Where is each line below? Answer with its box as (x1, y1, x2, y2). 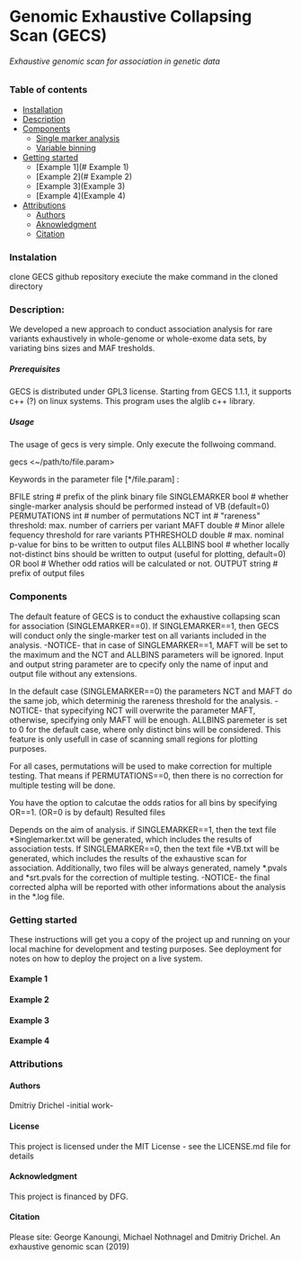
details (9, 1150, 34, 1161)
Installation (22, 104, 64, 114)
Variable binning (35, 142, 96, 153)
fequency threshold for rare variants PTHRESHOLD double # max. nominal (9, 529, 285, 541)
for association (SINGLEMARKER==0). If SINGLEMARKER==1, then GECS (9, 620, 279, 631)
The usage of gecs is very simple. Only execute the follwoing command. (9, 439, 277, 450)
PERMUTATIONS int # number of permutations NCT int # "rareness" (9, 510, 261, 521)
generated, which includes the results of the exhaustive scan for (9, 852, 247, 863)
